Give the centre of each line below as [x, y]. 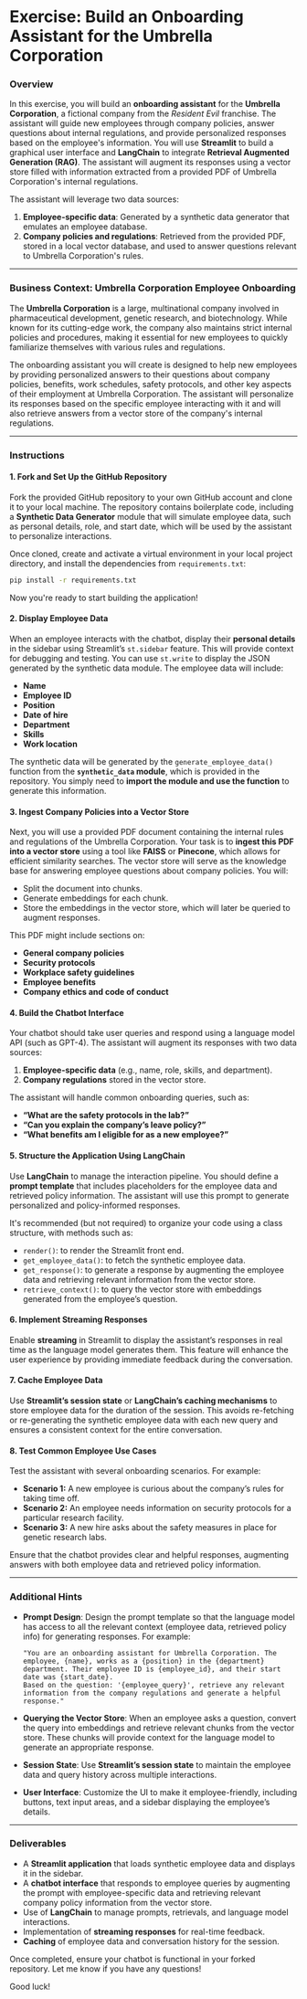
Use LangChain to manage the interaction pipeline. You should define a [144, 1176]
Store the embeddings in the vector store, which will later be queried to [156, 908]
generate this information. [58, 790]
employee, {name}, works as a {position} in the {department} [143, 1661]
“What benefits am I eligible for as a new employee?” [126, 1135]
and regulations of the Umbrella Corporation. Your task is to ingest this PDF [152, 841]
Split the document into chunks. [83, 889]
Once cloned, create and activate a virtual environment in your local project [151, 554]
